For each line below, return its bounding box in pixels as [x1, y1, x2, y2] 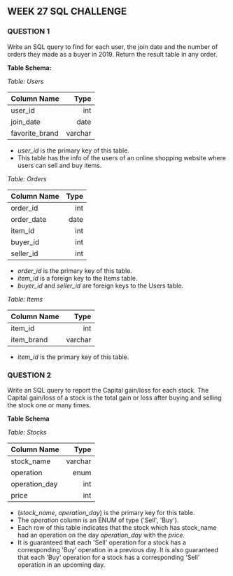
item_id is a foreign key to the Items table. [17, 274, 138, 282]
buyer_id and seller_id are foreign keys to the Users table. [17, 281, 184, 290]
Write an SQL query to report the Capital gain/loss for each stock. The [7, 386, 209, 394]
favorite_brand [10, 128, 59, 138]
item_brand [10, 335, 48, 344]
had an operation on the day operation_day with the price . [17, 531, 185, 539]
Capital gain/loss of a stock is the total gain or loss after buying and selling [7, 393, 222, 402]
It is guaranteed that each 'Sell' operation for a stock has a [17, 538, 187, 547]
